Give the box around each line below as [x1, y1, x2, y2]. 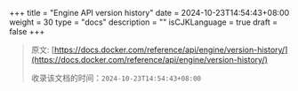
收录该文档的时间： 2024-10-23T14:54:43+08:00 [30, 72, 202, 83]
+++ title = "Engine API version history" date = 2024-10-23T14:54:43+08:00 [9, 8, 290, 18]
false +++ [9, 27, 45, 36]
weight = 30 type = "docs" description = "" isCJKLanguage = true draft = [9, 17, 278, 27]
